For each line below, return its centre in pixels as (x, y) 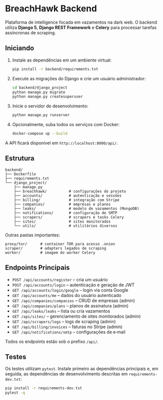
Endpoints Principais (38, 268)
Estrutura (20, 158)
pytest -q (15, 393)
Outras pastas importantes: (33, 235)
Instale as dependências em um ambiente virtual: (62, 60)
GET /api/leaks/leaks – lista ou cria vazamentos (61, 311)
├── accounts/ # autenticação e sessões (68, 196)
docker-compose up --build (40, 133)
